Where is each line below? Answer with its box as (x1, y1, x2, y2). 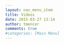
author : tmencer (5, 21, 39, 27)
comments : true (5, 26, 37, 31)
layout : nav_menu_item (5, 7, 53, 13)
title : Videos (5, 12, 35, 17)
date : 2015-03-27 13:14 (5, 17, 55, 22)
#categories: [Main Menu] (5, 31, 59, 36)
